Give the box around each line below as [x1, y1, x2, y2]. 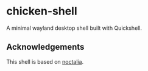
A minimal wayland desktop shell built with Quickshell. [6, 24, 142, 32]
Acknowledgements [6, 42, 85, 52]
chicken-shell [6, 4, 77, 18]
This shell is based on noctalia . [6, 58, 84, 65]
